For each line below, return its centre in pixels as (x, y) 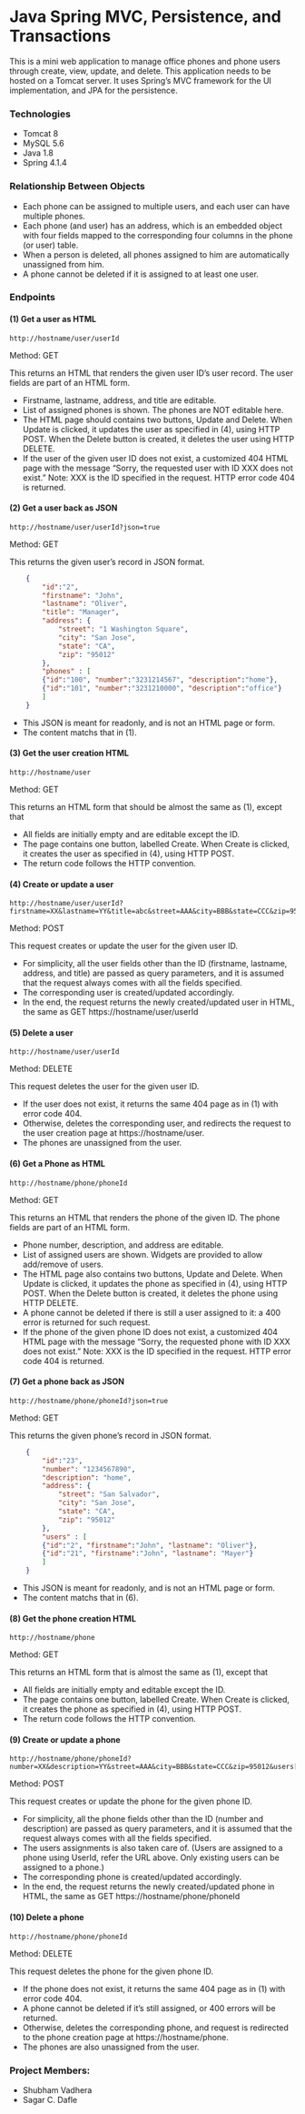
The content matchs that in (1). (80, 732)
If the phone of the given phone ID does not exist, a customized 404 (150, 1331)
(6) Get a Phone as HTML (58, 1164)
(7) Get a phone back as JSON (67, 1381)
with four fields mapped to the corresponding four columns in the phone (157, 235)
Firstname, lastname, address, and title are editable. (119, 400)
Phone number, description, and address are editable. (123, 1245)
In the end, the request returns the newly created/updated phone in (148, 1886)
